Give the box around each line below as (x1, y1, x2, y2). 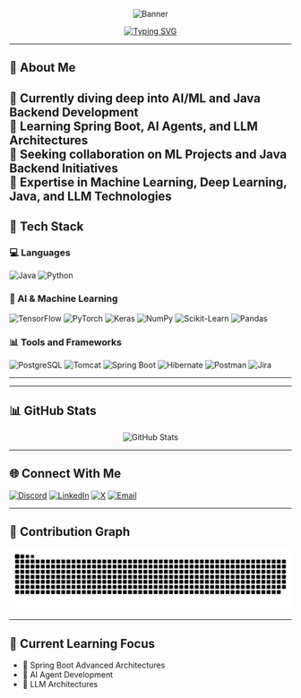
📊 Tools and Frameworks (9, 336, 123, 349)
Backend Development (9, 104, 139, 120)
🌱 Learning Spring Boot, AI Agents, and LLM (9, 118, 258, 134)
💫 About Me (9, 60, 76, 75)
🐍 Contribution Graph (9, 524, 131, 539)
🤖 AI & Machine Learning (9, 292, 118, 305)
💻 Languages (9, 246, 71, 259)
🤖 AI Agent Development (21, 669, 114, 680)
